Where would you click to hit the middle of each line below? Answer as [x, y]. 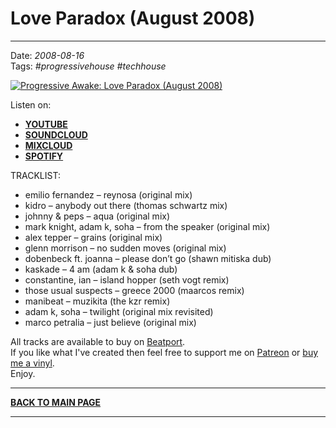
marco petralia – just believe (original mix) [110, 322]
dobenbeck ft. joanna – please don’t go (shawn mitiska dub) [148, 258]
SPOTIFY [44, 156]
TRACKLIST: [35, 175]
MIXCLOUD [48, 145]
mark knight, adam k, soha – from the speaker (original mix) [147, 226]
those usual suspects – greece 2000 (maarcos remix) [134, 290]
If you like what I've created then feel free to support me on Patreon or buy [164, 352]
